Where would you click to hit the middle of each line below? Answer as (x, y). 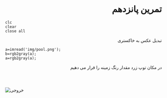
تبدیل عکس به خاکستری (140, 40)
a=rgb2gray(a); (21, 58)
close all (15, 31)
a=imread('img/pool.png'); (33, 49)
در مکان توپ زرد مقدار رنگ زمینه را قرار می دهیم (116, 67)
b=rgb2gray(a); (21, 54)
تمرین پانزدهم (137, 9)
